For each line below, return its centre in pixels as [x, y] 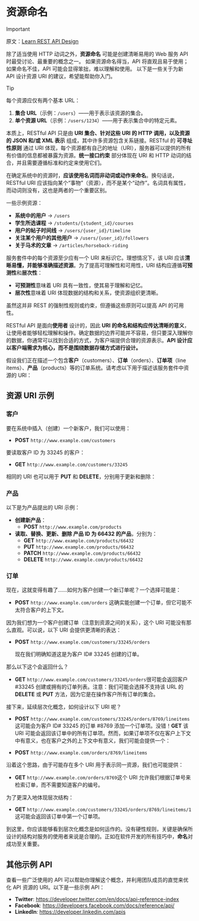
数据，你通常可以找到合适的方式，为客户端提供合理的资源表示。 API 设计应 [102, 340]
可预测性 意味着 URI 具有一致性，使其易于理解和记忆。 [80, 285]
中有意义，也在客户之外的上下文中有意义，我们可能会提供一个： [92, 741]
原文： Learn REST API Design [42, 41]
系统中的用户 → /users [42, 215]
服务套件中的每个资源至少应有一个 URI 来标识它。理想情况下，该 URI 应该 [96, 258]
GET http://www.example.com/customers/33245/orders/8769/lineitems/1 [103, 809]
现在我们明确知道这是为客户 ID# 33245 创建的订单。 [78, 654]
